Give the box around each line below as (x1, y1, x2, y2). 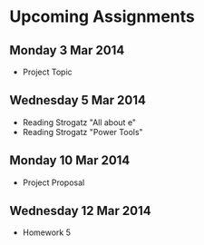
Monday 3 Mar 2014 (9, 43, 125, 58)
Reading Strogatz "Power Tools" (22, 126, 143, 137)
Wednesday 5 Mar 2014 (9, 93, 147, 108)
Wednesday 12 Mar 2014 (9, 203, 151, 219)
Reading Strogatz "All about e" (22, 116, 137, 128)
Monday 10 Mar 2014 (9, 152, 131, 169)
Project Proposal (22, 177, 85, 188)
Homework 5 (22, 227, 71, 238)
